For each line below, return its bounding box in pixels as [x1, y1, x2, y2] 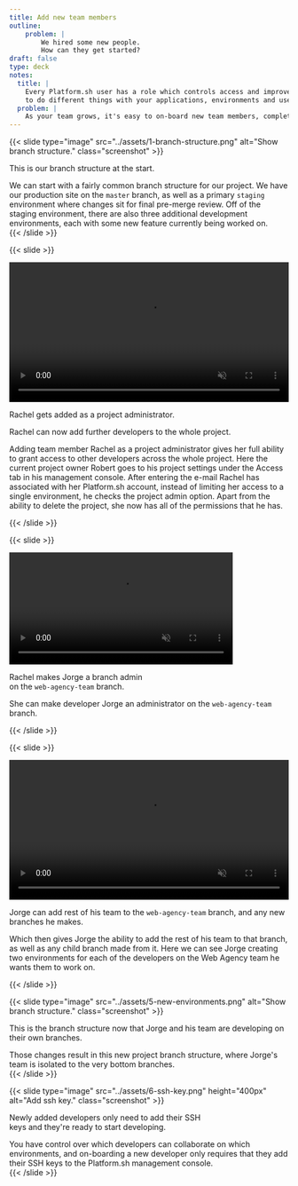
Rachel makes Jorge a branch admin [9, 671, 144, 682]
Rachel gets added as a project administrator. [9, 409, 175, 420]
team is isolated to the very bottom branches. [9, 1058, 176, 1070]
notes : [9, 71, 34, 80]
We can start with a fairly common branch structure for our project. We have [9, 180, 288, 191]
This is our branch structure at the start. [9, 163, 155, 174]
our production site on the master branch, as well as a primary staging [9, 190, 265, 201]
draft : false [9, 54, 58, 63]
